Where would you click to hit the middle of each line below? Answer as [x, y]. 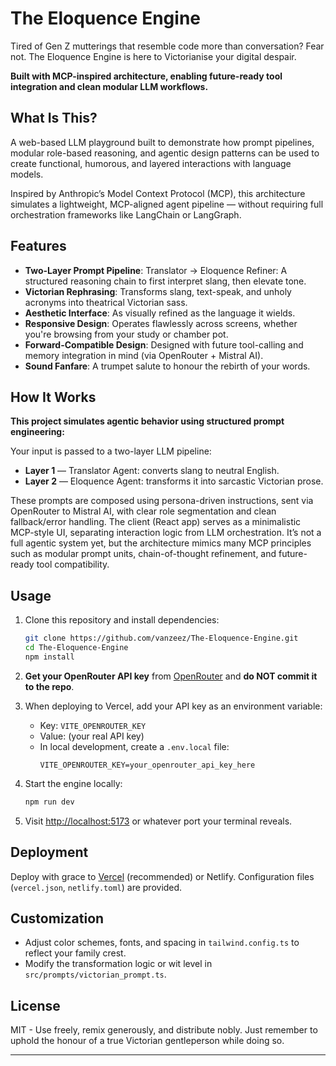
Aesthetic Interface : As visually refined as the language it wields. [160, 313]
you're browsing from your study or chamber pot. [126, 334]
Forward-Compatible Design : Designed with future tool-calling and [164, 344]
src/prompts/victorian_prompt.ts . [95, 974]
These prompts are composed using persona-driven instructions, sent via [162, 501]
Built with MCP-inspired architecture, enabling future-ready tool [146, 76]
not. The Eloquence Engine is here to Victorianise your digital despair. [153, 56]
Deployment [49, 852]
